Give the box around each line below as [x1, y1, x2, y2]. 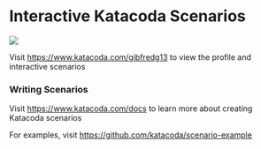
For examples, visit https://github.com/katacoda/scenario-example [9, 130, 252, 140]
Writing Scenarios [9, 83, 88, 95]
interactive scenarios [9, 61, 86, 71]
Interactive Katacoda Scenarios [9, 6, 246, 26]
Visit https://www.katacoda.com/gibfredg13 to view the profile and [9, 51, 252, 63]
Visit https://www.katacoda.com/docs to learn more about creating [9, 103, 253, 114]
